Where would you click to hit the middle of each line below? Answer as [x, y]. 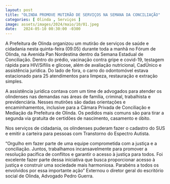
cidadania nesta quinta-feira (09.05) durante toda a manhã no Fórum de [81, 49]
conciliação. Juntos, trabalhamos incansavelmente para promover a [76, 149]
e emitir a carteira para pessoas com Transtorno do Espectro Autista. [78, 134]
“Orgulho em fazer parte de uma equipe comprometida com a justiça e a [81, 144]
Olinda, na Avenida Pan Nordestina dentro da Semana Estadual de [74, 55]
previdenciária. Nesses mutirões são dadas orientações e [66, 102]
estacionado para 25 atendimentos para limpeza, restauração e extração [81, 76]
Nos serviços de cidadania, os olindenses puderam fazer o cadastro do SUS [85, 128]
